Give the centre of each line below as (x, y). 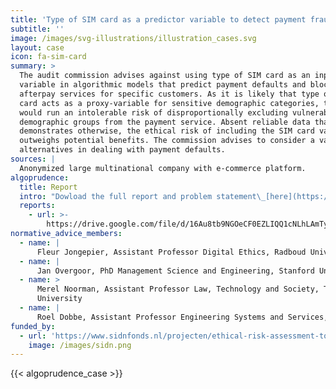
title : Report (48, 187)
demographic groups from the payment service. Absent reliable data (165, 122)
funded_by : (33, 326)
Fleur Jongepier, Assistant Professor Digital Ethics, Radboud (171, 252)
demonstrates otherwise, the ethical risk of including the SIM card (167, 131)
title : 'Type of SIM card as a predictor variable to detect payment (158, 19)
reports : (37, 206)
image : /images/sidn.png (80, 345)
